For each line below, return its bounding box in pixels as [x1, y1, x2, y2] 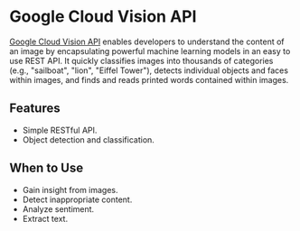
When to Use [9, 161, 84, 176]
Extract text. [22, 213, 69, 224]
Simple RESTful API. [22, 125, 98, 135]
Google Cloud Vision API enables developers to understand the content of [9, 36, 285, 47]
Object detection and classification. [22, 134, 155, 145]
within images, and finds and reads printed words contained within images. [9, 74, 289, 85]
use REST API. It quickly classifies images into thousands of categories [9, 55, 274, 66]
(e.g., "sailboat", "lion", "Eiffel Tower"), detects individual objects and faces [9, 65, 289, 76]
